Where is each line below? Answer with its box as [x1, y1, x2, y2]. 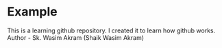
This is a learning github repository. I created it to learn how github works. [7, 26, 216, 34]
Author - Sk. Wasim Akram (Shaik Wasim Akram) [7, 33, 145, 41]
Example [7, 4, 58, 20]
